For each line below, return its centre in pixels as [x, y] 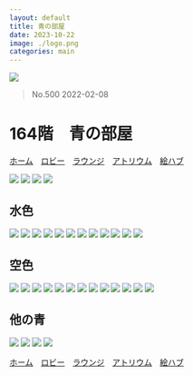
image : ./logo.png [44, 43]
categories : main [42, 52]
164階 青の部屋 [71, 134]
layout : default [40, 18]
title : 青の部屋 [37, 26]
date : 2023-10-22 [42, 35]
